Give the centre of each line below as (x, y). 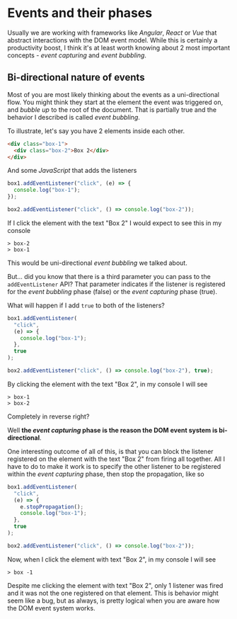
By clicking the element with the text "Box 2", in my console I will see (108, 384)
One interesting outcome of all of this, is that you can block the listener (110, 451)
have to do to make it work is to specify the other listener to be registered (114, 466)
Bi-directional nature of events (76, 78)
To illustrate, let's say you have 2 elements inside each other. (96, 131)
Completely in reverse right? (48, 416)
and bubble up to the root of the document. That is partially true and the (112, 109)
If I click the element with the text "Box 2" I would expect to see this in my (115, 223)
